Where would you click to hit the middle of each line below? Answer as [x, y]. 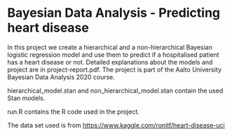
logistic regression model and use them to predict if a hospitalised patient [113, 55]
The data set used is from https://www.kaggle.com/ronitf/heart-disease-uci [116, 125]
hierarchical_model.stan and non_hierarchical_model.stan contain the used [115, 90]
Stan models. [26, 98]
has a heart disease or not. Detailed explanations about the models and [110, 62]
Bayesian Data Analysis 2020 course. [61, 77]
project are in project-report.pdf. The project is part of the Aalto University [115, 69]
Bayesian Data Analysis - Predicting [114, 13]
